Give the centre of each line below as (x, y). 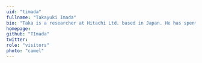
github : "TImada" (28, 34)
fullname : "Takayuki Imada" (41, 17)
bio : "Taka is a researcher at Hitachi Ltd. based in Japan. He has (94, 23)
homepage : (19, 28)
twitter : (17, 40)
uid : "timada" (24, 12)
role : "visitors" (28, 46)
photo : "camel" (25, 51)
